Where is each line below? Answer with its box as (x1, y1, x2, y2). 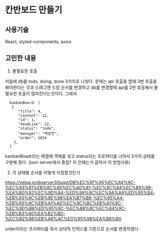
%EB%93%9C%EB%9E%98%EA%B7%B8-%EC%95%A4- (5, 195, 124, 201)
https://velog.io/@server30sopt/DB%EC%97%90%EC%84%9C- (5, 179, 136, 185)
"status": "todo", (18, 126, 56, 131)
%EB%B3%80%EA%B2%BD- (5, 211, 65, 216)
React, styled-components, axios (5, 39, 72, 44)
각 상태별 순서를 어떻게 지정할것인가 (12, 170, 81, 175)
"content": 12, (18, 113, 49, 118)
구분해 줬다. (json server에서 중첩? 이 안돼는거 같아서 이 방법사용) (5, 159, 130, 165)
